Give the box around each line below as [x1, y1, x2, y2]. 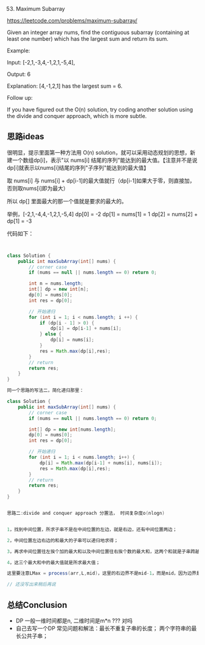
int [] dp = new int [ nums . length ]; [29, 426, 116, 433]
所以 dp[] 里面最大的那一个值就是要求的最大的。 [7, 197, 127, 204]
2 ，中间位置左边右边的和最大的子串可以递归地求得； [7, 537, 119, 543]
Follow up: [7, 94, 33, 101]
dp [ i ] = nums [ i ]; [50, 337, 95, 343]
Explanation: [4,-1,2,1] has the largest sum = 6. [7, 82, 123, 89]
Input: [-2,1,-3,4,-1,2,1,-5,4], [7, 59, 75, 66]
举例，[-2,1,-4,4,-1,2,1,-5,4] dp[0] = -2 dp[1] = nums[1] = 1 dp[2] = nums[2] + [7, 210, 198, 218]
